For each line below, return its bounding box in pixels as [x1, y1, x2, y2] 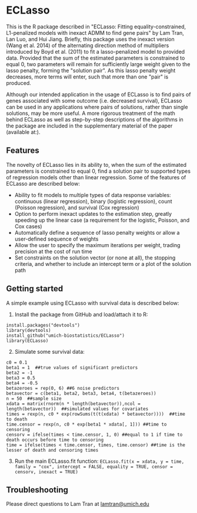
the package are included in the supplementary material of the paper [6, 122, 173, 129]
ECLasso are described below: [6, 180, 81, 187]
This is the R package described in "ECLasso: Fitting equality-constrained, [6, 23, 186, 30]
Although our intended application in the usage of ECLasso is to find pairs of [6, 91, 191, 98]
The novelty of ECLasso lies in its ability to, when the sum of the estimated [6, 161, 187, 168]
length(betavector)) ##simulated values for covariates [6, 406, 149, 412]
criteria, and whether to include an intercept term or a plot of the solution [14, 260, 192, 267]
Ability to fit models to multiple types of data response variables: [14, 191, 172, 198]
